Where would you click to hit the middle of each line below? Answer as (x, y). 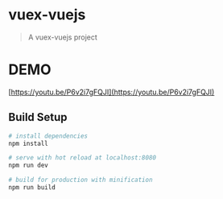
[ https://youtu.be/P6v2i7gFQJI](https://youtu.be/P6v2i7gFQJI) (111, 92)
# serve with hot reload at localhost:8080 (83, 158)
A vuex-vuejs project (63, 37)
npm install (28, 143)
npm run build (32, 188)
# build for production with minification (81, 180)
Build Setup (38, 117)
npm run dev (28, 166)
